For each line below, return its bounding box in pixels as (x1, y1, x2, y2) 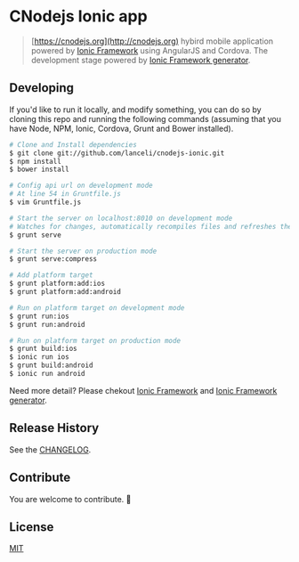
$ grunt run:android (9, 320, 86, 329)
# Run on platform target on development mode (9, 303, 185, 313)
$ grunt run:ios (9, 312, 69, 321)
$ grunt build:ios (9, 345, 77, 354)
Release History (9, 420, 100, 436)
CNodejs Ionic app (9, 6, 149, 27)
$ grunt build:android (9, 361, 93, 371)
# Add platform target (9, 271, 93, 280)
